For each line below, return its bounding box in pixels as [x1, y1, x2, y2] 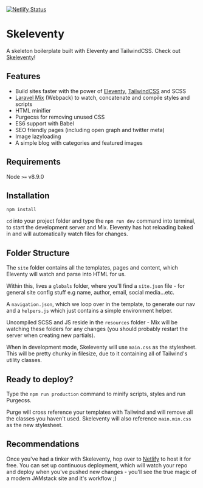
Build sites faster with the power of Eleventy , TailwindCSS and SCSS [15, 87, 187, 94]
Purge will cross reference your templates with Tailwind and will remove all [6, 408, 193, 416]
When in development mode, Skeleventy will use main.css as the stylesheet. [6, 344, 197, 351]
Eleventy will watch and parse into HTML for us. [6, 271, 126, 278]
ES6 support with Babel [15, 119, 74, 127]
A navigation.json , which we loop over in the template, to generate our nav [6, 301, 196, 308]
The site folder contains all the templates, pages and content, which [6, 264, 178, 271]
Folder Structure [6, 248, 70, 258]
